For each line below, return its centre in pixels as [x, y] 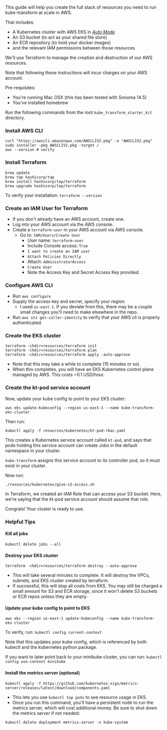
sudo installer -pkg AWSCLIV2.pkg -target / [52, 145]
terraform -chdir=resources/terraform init [51, 346]
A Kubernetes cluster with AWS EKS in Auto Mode [64, 32]
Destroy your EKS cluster [32, 555]
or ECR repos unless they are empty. [50, 597]
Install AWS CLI [24, 131]
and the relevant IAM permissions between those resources [74, 48]
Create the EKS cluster [33, 336]
